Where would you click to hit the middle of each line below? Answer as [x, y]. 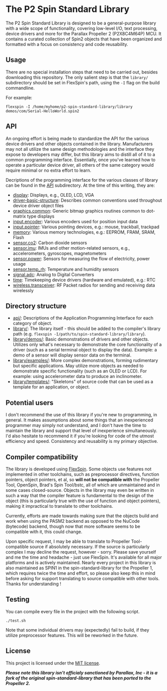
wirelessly [23, 290]
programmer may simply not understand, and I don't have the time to [76, 425]
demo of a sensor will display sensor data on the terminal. [72, 355]
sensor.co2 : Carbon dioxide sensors [50, 243]
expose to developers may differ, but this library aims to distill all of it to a [81, 154]
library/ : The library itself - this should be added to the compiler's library [87, 329]
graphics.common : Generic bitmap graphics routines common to [79, 211]
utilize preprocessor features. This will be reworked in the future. [72, 635]
